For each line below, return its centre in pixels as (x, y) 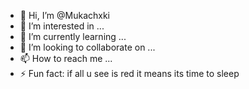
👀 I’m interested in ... (62, 26)
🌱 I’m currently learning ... (73, 36)
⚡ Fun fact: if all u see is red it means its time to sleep (129, 73)
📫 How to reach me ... (66, 58)
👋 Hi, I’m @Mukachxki (64, 15)
